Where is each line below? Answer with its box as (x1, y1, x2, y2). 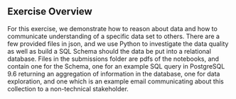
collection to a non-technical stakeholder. (7, 84, 129, 93)
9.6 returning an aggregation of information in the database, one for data (7, 69, 220, 78)
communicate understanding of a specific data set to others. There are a (7, 32, 220, 40)
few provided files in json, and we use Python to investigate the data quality (7, 39, 229, 48)
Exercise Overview (7, 6, 92, 18)
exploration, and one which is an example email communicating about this (7, 77, 224, 86)
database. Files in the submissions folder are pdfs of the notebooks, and (7, 54, 219, 63)
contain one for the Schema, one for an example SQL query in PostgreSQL (7, 62, 225, 70)
